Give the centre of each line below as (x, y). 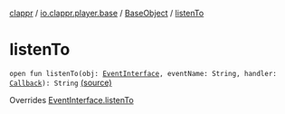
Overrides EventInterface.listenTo (71, 100)
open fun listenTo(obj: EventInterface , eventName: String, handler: (143, 73)
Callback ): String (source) (61, 82)
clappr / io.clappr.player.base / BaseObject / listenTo (107, 13)
